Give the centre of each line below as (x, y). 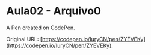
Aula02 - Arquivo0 (54, 11)
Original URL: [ (24, 39)
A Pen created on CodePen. (41, 27)
